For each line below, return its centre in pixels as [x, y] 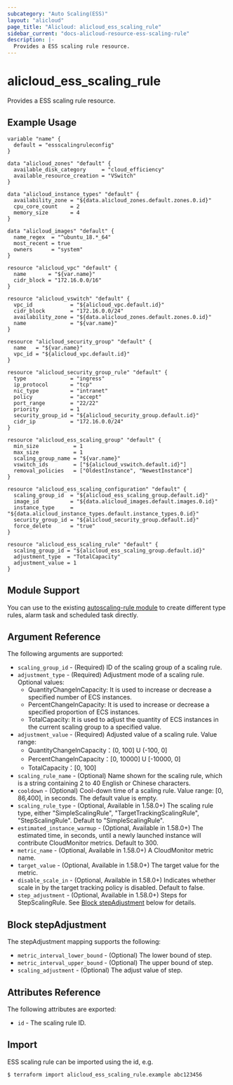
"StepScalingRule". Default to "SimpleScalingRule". [91, 821]
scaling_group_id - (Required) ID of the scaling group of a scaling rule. [120, 667]
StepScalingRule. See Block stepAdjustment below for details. [107, 902]
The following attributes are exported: [62, 1009]
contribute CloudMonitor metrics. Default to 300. [88, 843]
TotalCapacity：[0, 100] [62, 768]
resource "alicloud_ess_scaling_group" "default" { [84, 440]
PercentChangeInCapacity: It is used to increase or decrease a [119, 705]
